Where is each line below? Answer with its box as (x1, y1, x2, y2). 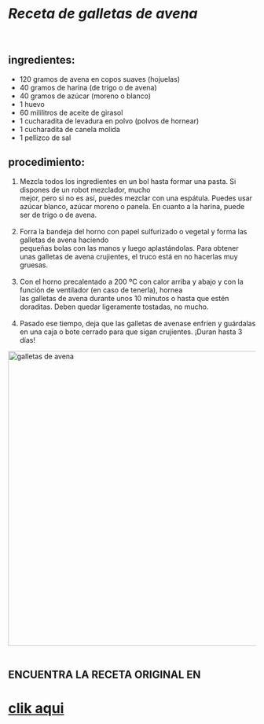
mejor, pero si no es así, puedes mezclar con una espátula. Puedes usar (19, 193, 253, 203)
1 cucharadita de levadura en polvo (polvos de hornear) (19, 116, 200, 126)
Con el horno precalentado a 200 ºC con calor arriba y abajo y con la (19, 277, 244, 286)
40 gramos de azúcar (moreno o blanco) (19, 91, 152, 101)
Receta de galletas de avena (8, 5, 198, 23)
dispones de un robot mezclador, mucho (19, 185, 151, 194)
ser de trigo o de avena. (19, 210, 97, 219)
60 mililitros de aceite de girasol (19, 108, 123, 117)
